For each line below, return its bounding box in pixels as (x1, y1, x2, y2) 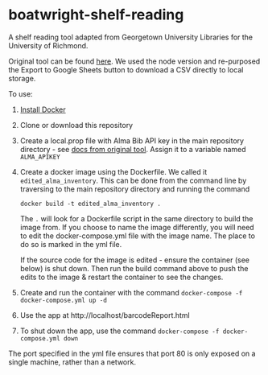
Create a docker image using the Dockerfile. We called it (19, 167, 208, 176)
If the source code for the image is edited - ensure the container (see (19, 255, 249, 265)
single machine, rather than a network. (8, 356, 137, 367)
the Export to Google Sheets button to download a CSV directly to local (8, 64, 244, 74)
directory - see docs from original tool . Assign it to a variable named (19, 144, 247, 154)
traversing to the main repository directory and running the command (19, 183, 250, 194)
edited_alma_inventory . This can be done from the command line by (19, 175, 247, 185)
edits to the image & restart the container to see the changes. (19, 272, 224, 282)
